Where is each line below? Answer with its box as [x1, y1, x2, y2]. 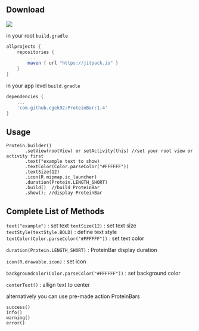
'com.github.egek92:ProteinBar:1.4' [17, 105, 108, 111]
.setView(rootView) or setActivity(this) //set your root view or [24, 148, 194, 154]
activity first [6, 153, 44, 159]
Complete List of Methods [6, 206, 104, 216]
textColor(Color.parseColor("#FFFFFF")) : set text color [6, 235, 145, 242]
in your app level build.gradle [6, 82, 80, 89]
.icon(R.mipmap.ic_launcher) [24, 174, 97, 180]
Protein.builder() [6, 143, 52, 149]
